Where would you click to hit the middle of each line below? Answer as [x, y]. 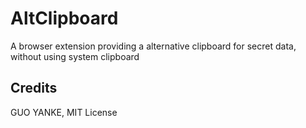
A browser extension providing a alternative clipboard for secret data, [153, 46]
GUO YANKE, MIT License [64, 112]
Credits [34, 88]
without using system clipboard [75, 56]
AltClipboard [64, 18]
